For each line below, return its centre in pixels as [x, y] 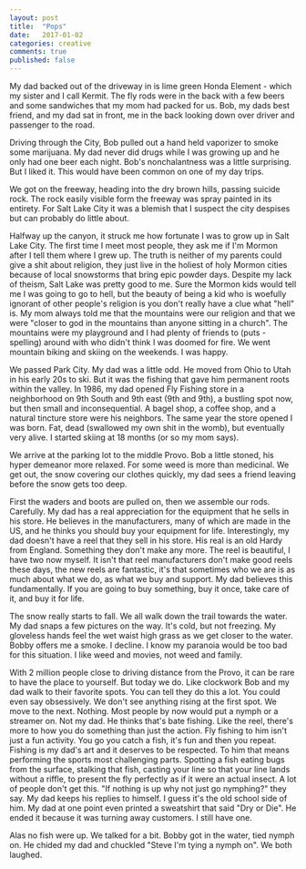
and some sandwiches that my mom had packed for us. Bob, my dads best [149, 105]
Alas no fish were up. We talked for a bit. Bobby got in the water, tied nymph [152, 835]
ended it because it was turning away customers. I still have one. [131, 818]
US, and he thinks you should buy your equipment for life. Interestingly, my [149, 531]
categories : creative [51, 43]
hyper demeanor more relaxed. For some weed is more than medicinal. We [149, 465]
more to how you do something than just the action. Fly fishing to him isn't [148, 731]
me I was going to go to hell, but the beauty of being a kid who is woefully [148, 294]
